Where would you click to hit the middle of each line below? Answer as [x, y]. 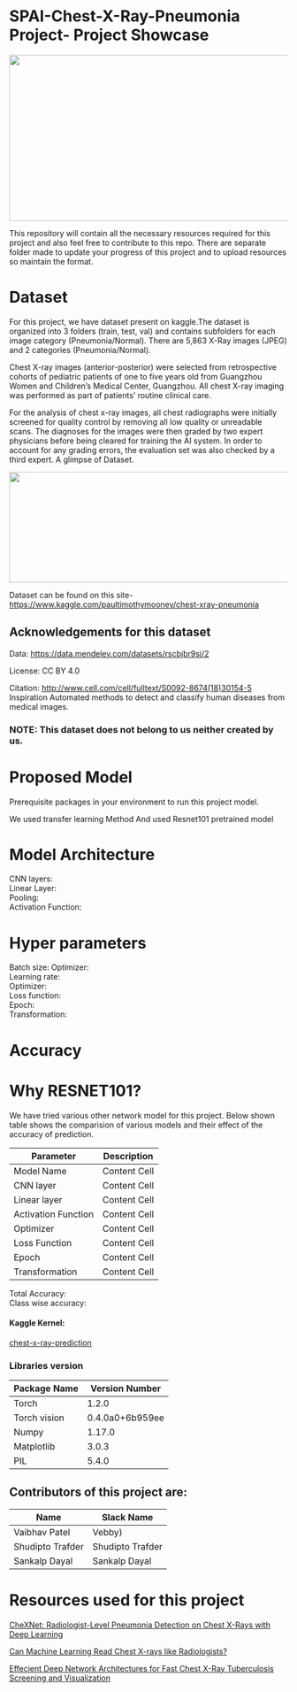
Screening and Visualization [60, 1678]
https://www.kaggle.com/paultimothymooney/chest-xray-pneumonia [134, 604]
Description [128, 1156]
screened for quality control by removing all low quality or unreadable [136, 421]
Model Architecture [82, 854]
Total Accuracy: [38, 1293]
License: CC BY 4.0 [45, 671]
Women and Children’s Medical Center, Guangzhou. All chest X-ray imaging [147, 386]
